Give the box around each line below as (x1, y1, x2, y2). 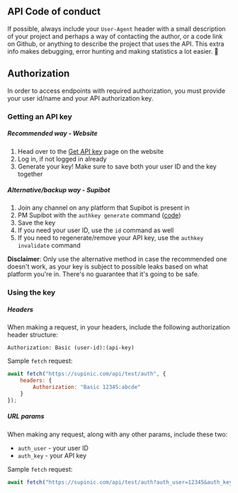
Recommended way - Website (7, 129, 98, 137)
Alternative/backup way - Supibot (7, 186, 110, 194)
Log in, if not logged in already (17, 154, 108, 163)
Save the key (17, 219, 56, 227)
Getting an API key (7, 111, 72, 121)
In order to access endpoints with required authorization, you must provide (7, 86, 225, 95)
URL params (7, 412, 45, 421)
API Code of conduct (7, 6, 101, 18)
